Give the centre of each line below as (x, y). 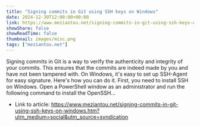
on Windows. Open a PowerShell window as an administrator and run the (96, 86)
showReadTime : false (32, 34)
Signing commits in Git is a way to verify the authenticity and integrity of (95, 61)
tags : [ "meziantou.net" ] (37, 45)
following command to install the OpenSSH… (61, 93)
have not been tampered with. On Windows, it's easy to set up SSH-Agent (97, 74)
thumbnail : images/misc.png (41, 39)
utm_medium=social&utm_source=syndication (71, 117)
